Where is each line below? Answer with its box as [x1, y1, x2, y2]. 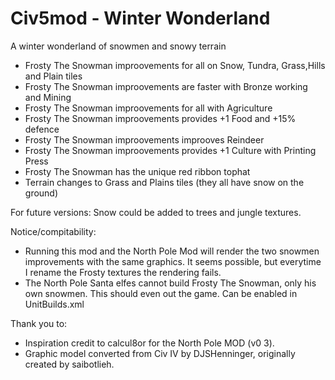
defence [24, 123, 60, 135]
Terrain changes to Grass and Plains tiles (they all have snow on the [24, 176, 305, 188]
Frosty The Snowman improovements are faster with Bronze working [24, 80, 308, 92]
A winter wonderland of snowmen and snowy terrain [10, 40, 227, 52]
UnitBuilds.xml [24, 298, 85, 310]
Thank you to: [10, 317, 68, 329]
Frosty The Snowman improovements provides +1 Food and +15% [24, 112, 297, 124]
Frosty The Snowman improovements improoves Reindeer [24, 133, 265, 146]
